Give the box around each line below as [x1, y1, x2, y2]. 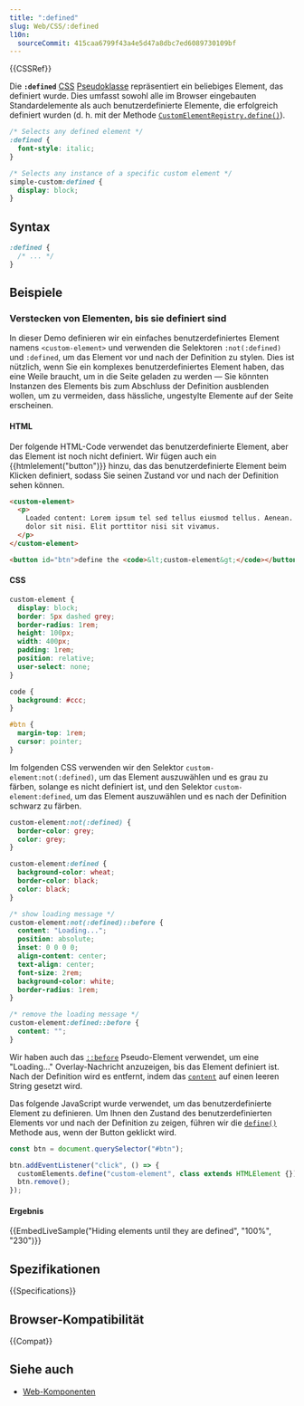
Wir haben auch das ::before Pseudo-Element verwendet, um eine [9, 1051, 260, 1062]
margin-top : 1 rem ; [17, 729, 88, 738]
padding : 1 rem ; [17, 646, 75, 655]
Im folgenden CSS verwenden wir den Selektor [9, 761, 184, 772]
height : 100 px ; [17, 628, 75, 638]
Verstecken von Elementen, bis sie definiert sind [9, 312, 227, 324]
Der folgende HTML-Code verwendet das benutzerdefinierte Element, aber [9, 441, 289, 452]
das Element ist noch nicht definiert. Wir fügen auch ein [9, 450, 217, 462]
